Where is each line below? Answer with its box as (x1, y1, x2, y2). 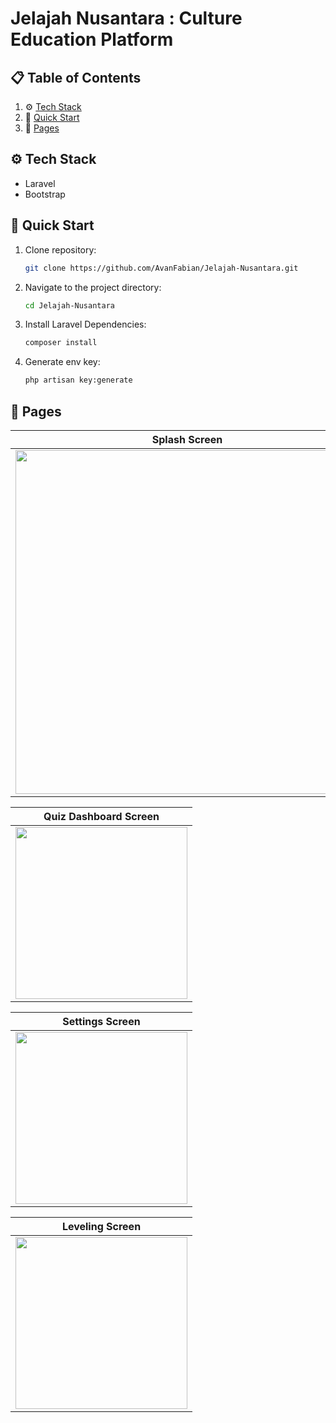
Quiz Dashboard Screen (43, 809, 160, 823)
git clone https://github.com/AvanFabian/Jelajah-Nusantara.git (24, 263, 299, 273)
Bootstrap (24, 188, 66, 200)
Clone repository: (24, 243, 97, 256)
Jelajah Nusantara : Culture (10, 7, 243, 30)
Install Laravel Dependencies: (24, 318, 147, 331)
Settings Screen (62, 1014, 141, 1028)
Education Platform (10, 28, 174, 51)
